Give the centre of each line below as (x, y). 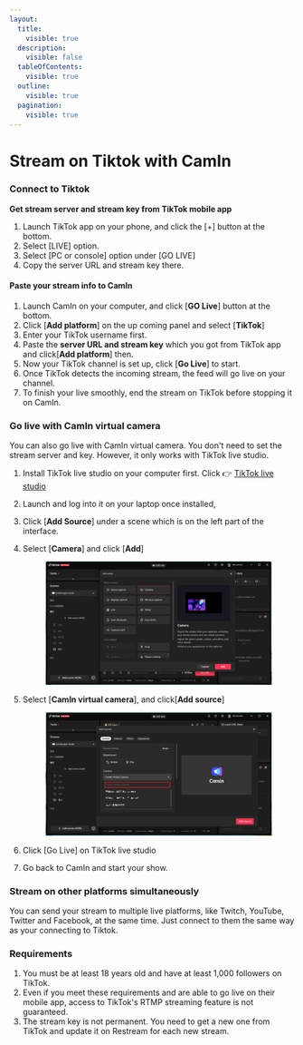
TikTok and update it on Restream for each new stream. (126, 1031)
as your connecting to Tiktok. (64, 931)
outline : (34, 86)
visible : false (54, 58)
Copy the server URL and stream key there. (103, 265)
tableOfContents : (50, 67)
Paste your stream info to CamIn (71, 286)
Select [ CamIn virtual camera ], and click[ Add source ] (123, 699)
